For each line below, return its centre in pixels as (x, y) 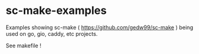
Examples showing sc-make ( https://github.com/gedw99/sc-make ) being (99, 27)
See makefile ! (24, 46)
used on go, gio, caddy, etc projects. (52, 33)
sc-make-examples (56, 11)
